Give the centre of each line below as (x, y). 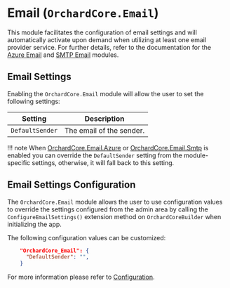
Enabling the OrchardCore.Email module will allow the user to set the (106, 93)
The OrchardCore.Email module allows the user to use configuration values (115, 202)
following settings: (34, 101)
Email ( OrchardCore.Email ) (83, 13)
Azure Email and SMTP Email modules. (63, 55)
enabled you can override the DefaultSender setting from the (95, 155)
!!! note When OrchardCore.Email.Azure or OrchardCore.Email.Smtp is (108, 148)
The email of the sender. (104, 130)
